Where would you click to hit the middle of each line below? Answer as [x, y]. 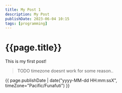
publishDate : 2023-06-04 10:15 [37, 19]
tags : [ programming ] [26, 23]
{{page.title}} [33, 48]
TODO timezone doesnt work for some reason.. [65, 71]
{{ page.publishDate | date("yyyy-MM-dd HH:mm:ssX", [61, 80]
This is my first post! [26, 62]
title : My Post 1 [23, 10]
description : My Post [27, 14]
